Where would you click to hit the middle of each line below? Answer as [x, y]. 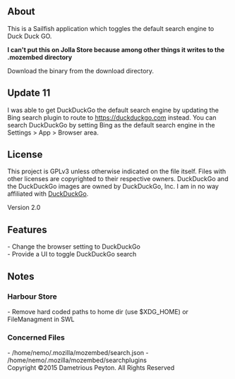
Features [27, 229]
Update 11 [29, 93]
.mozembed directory [40, 57]
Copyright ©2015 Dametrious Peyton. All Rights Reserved [91, 368]
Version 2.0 [24, 208]
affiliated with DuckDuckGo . [48, 194]
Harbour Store [32, 297]
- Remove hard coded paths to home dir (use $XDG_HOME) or [98, 311]
